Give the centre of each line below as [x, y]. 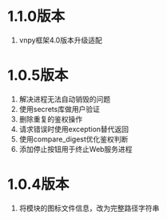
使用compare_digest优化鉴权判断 [74, 139]
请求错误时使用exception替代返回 [74, 129]
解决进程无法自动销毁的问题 [65, 99]
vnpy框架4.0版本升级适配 [61, 40]
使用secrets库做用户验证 [60, 109]
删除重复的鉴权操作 [51, 119]
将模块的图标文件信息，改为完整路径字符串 [89, 208]
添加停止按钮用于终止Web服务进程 [76, 149]
